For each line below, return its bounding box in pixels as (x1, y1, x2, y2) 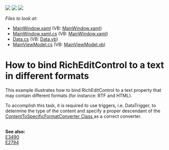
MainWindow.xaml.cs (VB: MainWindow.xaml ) (12, 31, 108, 37)
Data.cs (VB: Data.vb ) (12, 36, 59, 42)
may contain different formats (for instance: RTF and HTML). (5, 92, 132, 98)
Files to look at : (5, 15, 38, 21)
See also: (5, 128, 25, 135)
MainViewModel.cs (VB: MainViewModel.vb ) (12, 41, 106, 47)
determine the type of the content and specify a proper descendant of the (5, 108, 160, 114)
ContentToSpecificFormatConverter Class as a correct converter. (5, 113, 142, 119)
